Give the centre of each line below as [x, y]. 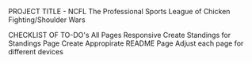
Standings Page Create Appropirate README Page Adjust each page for [126, 43]
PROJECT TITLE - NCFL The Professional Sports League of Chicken [119, 11]
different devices [36, 52]
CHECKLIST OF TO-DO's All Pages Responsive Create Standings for [120, 35]
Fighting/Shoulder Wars [47, 20]
